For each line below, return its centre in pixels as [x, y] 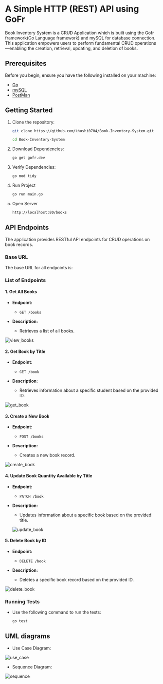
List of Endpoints [26, 280]
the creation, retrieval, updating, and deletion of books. [83, 48]
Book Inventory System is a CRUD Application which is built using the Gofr [80, 33]
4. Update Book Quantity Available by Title [49, 476]
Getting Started [29, 110]
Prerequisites [26, 63]
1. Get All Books [21, 292]
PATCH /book [31, 496]
